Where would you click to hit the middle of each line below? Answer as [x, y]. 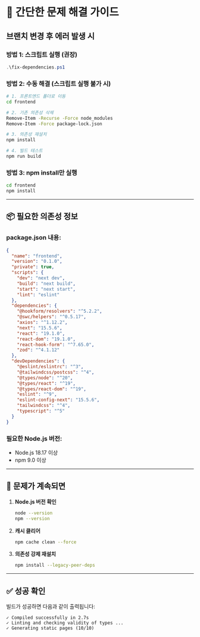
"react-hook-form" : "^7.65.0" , [56, 344]
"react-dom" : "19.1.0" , [46, 339]
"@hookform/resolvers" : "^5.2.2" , [60, 311]
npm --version [32, 518]
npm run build [24, 156]
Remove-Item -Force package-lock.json [54, 124]
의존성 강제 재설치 [35, 554]
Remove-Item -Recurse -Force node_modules [60, 118]
